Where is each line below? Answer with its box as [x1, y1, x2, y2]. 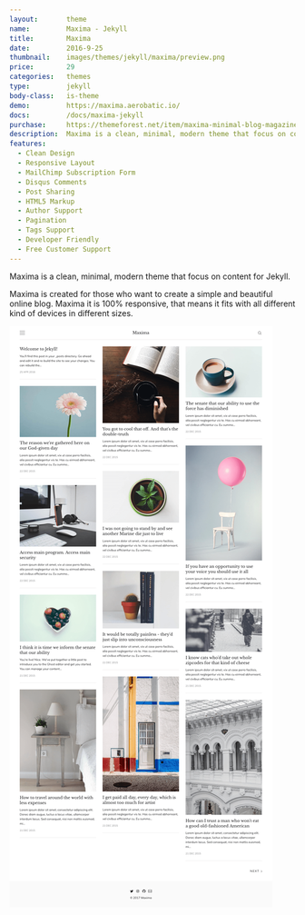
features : [9, 139, 47, 149]
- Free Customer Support [17, 244, 112, 254]
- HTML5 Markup [17, 196, 75, 206]
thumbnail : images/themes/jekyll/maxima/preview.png [9, 53, 225, 63]
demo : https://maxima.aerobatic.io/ [9, 101, 181, 110]
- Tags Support [17, 225, 75, 235]
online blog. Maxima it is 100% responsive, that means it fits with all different [9, 298, 296, 309]
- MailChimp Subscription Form [17, 168, 136, 177]
